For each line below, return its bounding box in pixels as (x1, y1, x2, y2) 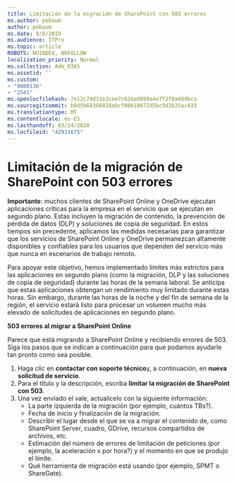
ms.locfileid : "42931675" (7, 128, 83, 135)
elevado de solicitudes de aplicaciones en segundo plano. (7, 308, 176, 317)
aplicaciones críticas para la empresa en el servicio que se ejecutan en (7, 205, 214, 213)
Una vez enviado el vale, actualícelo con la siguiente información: (17, 394, 208, 403)
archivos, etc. (28, 432, 68, 440)
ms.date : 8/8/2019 (7, 30, 61, 37)
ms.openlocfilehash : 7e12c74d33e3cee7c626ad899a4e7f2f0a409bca (7, 96, 197, 103)
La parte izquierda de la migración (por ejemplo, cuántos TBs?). (28, 401, 213, 410)
